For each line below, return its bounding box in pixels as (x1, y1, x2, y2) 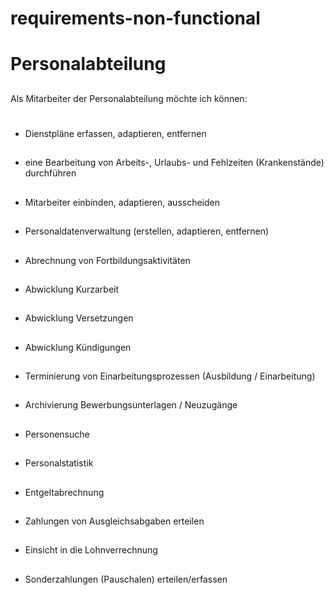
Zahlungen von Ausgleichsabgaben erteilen (24, 515, 205, 527)
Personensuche (24, 428, 90, 440)
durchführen (24, 167, 77, 179)
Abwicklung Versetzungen (24, 312, 134, 324)
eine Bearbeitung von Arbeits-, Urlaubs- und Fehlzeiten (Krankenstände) (24, 157, 325, 169)
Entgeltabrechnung (24, 486, 105, 498)
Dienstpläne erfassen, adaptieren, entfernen (24, 127, 207, 139)
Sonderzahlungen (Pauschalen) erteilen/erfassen (24, 573, 228, 585)
